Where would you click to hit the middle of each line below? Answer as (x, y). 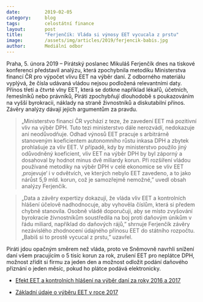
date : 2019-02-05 (39, 12)
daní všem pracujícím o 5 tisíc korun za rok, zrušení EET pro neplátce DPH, (100, 255)
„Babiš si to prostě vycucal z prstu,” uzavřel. (77, 237)
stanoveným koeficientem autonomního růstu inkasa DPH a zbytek (105, 140)
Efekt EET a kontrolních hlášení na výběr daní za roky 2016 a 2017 (98, 280)
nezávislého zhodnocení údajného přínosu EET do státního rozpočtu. (108, 230)
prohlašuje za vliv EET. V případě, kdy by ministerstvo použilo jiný (104, 147)
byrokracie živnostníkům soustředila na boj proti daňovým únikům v (106, 217)
